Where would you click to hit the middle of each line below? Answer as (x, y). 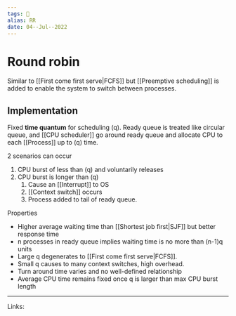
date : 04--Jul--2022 (38, 27)
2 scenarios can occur (40, 156)
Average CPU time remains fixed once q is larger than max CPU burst (118, 279)
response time (38, 234)
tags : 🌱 (19, 14)
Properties (22, 213)
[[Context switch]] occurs (65, 192)
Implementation (43, 111)
